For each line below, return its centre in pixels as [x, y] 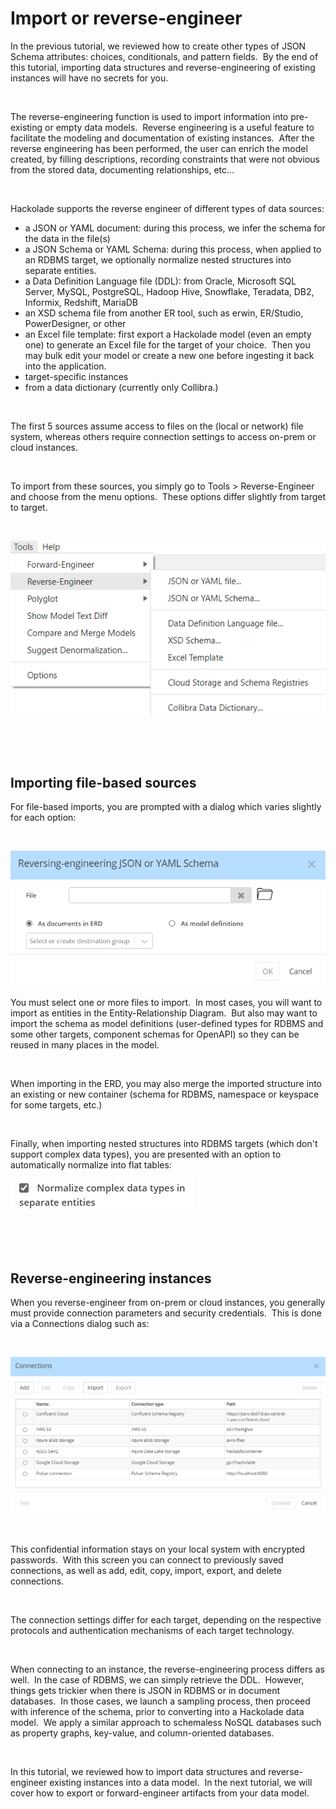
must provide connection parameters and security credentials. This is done [166, 1313]
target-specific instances [76, 376]
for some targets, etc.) [56, 1105]
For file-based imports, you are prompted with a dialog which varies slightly [166, 807]
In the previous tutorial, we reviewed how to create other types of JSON [158, 46]
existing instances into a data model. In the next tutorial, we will [181, 1782]
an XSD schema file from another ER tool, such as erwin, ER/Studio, [164, 313]
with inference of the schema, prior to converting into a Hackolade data [157, 1711]
